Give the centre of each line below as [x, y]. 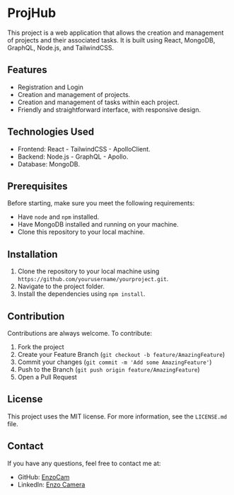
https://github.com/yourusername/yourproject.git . [93, 279]
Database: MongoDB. [48, 164]
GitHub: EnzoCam [43, 477]
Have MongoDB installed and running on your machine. [98, 224]
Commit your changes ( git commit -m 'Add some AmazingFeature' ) [115, 362]
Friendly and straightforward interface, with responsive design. [109, 109]
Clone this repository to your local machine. [81, 232]
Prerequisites [37, 186]
